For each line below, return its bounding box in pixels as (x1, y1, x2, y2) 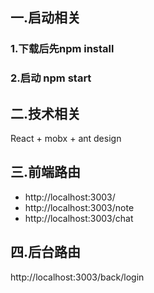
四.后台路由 (10, 244, 82, 261)
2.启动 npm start (10, 71, 92, 85)
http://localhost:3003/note (24, 201, 135, 213)
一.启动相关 (10, 9, 82, 27)
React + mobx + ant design (10, 133, 122, 145)
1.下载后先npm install (10, 42, 115, 56)
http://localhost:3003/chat (24, 212, 134, 224)
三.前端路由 (10, 164, 82, 181)
